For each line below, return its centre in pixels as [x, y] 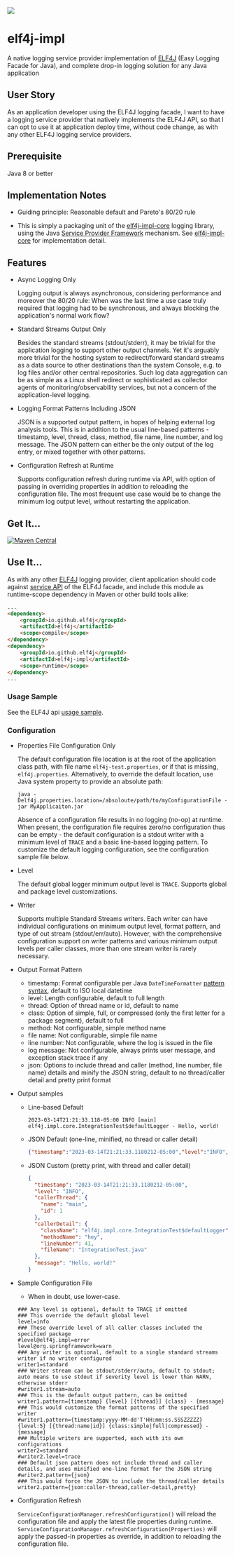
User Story [31, 95]
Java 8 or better [30, 173]
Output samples [40, 1093]
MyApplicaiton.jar [57, 807]
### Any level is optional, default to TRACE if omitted [102, 1309]
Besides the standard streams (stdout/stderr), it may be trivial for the [116, 343]
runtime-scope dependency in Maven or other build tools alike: [98, 594]
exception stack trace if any [68, 1057]
